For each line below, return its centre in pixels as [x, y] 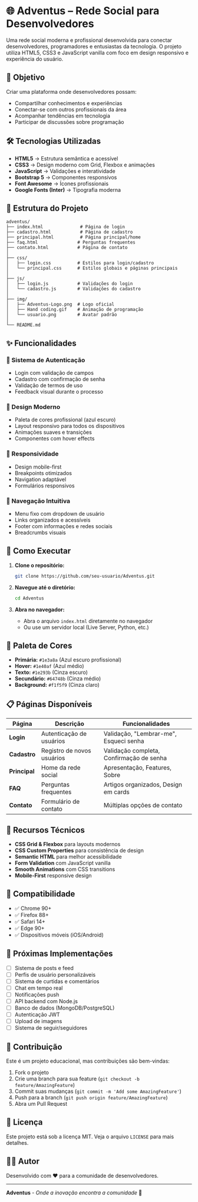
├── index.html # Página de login [66, 227]
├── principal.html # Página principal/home [74, 237]
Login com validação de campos [54, 373]
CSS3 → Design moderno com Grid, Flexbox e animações [85, 165]
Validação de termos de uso [49, 385]
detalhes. [17, 1142]
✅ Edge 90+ [30, 928]
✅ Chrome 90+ [33, 908]
